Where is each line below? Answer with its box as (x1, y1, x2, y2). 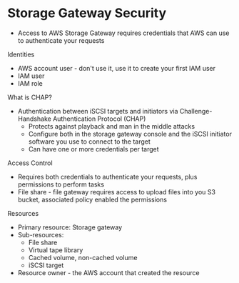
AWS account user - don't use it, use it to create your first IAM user (17, 64, 216, 72)
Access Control (7, 159, 53, 167)
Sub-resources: (17, 230, 64, 239)
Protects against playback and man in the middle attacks (28, 121, 195, 130)
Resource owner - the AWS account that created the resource (17, 268, 200, 277)
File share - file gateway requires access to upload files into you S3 (17, 187, 216, 196)
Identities (7, 50, 35, 59)
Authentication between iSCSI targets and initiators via (17, 106, 178, 115)
